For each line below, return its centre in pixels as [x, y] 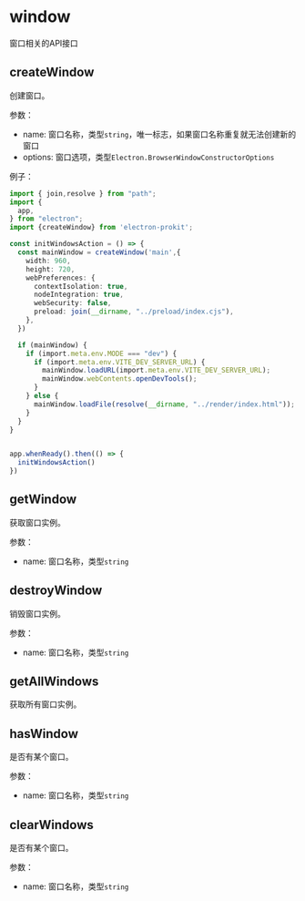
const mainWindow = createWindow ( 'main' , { [99, 252]
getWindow [43, 500]
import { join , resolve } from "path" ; [83, 193]
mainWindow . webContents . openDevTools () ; [120, 379]
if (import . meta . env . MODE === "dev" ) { [102, 353]
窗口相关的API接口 [44, 43]
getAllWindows [54, 682]
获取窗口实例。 [37, 522]
